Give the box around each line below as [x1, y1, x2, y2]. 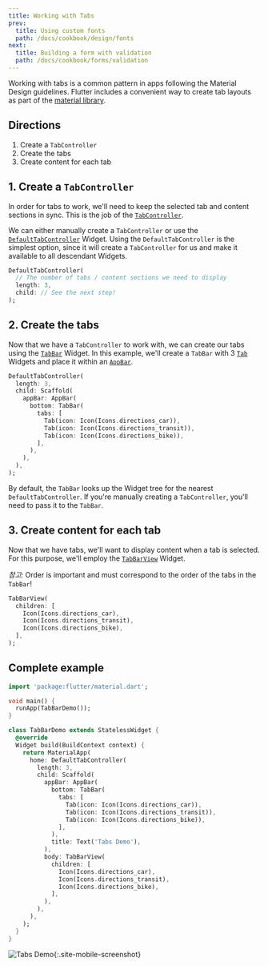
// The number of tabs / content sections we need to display [15, 274, 227, 282]
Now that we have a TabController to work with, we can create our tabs [8, 340, 245, 349]
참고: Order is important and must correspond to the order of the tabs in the [8, 570, 257, 579]
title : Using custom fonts [15, 26, 106, 34]
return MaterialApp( [22, 748, 91, 757]
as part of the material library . [8, 95, 106, 105]
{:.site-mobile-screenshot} [53, 949, 142, 959]
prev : [8, 19, 26, 27]
